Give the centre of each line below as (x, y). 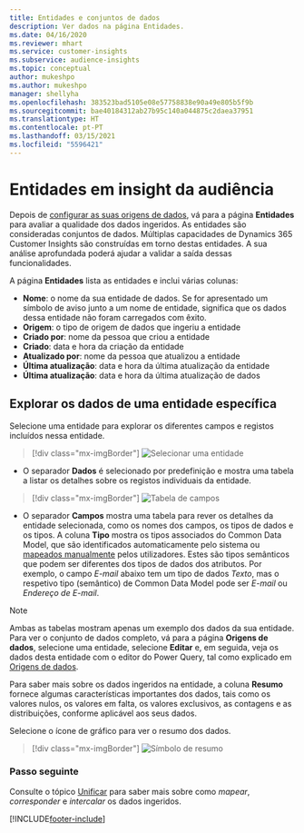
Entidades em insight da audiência (142, 189)
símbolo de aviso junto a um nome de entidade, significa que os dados (155, 307)
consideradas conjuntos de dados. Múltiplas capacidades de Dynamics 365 (151, 233)
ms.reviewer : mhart (46, 43)
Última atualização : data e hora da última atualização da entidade (146, 365)
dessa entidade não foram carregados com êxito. (114, 317)
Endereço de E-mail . (61, 592)
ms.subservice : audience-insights (75, 60)
